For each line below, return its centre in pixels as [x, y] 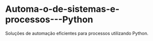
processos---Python [49, 20]
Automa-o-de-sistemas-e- [62, 9]
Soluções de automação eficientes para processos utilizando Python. [77, 33]
